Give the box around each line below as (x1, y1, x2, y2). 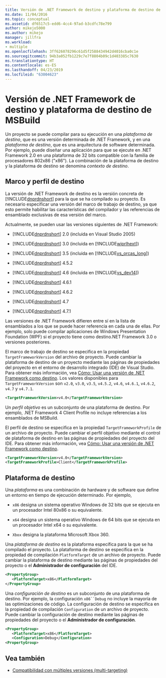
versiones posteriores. (5, 339, 51, 345)
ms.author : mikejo (5, 30, 43, 35)
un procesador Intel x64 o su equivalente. (12, 522, 98, 528)
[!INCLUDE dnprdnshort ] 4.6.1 (12, 279, 72, 285)
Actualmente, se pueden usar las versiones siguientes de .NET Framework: (5, 221, 159, 227)
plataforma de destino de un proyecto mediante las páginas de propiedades (5, 359, 160, 365)
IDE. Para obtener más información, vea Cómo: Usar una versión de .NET (5, 440, 155, 446)
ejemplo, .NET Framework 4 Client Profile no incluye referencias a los (5, 409, 147, 416)
